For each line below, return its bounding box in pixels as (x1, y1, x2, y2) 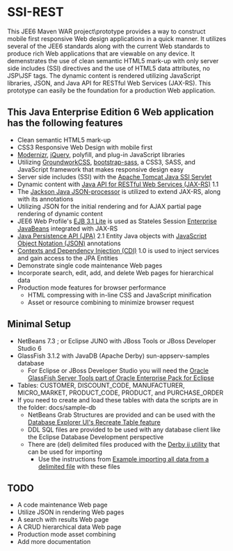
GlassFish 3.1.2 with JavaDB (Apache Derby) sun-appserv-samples (17, 352, 210, 360)
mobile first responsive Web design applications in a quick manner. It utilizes (7, 34, 227, 42)
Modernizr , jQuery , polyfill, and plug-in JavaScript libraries (17, 150, 186, 158)
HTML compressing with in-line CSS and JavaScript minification (27, 290, 212, 299)
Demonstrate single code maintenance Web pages (17, 261, 163, 270)
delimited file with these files (38, 462, 120, 470)
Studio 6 (17, 344, 42, 352)
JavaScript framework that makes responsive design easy (17, 165, 184, 174)
